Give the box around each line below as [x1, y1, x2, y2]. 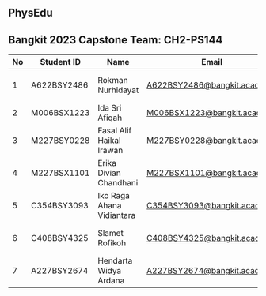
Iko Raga [97, 190, 131, 201]
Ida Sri [97, 103, 122, 114]
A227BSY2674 [31, 265, 89, 276]
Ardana [97, 275, 125, 287]
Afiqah [97, 112, 123, 123]
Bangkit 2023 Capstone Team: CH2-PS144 [8, 33, 223, 47]
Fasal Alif [97, 126, 132, 137]
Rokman [97, 75, 128, 86]
